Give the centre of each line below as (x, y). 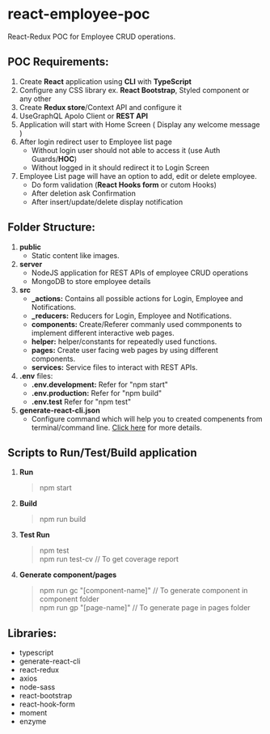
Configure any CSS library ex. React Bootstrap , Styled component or (134, 90)
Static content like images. (75, 255)
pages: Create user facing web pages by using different (125, 350)
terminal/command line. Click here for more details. (117, 427)
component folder (70, 599)
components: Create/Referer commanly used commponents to (137, 324)
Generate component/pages (68, 575)
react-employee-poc (79, 14)
